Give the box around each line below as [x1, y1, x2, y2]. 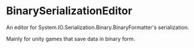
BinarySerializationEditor [6, 4, 132, 18]
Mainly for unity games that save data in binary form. [6, 35, 135, 42]
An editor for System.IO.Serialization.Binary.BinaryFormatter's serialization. [6, 24, 189, 31]
